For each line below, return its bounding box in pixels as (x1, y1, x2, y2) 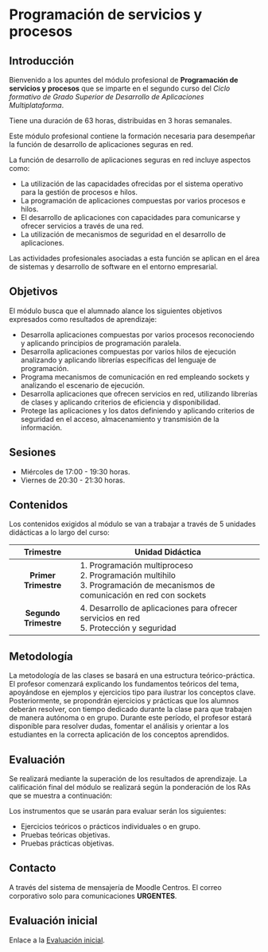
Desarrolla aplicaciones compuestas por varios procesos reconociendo (20, 330, 255, 339)
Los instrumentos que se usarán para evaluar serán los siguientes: (9, 807, 227, 816)
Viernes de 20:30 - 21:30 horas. (20, 475, 126, 485)
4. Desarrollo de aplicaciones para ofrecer (80, 602, 238, 613)
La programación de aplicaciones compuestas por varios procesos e (20, 196, 246, 205)
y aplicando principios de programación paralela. (20, 338, 181, 347)
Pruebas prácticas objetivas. (20, 838, 115, 848)
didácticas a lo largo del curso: (9, 528, 110, 537)
